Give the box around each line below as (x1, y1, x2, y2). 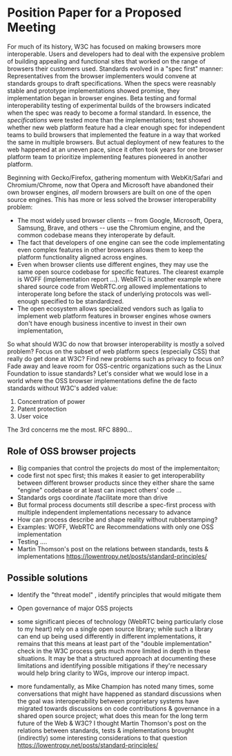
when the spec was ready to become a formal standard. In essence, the (7, 109, 212, 117)
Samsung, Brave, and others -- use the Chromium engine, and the (17, 223, 205, 232)
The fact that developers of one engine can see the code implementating (17, 238, 225, 246)
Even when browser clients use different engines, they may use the (17, 260, 209, 268)
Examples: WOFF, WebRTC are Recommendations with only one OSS (17, 522, 214, 531)
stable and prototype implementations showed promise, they (7, 86, 180, 95)
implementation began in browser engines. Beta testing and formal (7, 93, 197, 102)
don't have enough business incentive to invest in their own (17, 319, 186, 327)
